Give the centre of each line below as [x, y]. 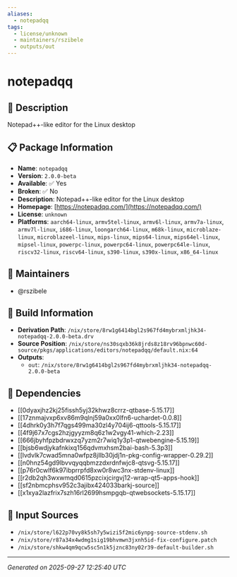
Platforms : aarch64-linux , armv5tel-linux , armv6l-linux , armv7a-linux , [121, 221]
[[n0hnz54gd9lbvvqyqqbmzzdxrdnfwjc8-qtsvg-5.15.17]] [98, 463]
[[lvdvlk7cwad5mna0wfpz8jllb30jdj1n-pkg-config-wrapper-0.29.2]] [115, 456]
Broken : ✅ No [38, 191]
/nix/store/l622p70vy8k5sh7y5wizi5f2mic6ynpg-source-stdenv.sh [113, 533]
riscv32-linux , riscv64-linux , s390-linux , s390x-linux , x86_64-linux [118, 251]
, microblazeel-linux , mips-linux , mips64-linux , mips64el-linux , [127, 237]
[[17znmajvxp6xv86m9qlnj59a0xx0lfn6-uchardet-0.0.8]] [99, 418]
